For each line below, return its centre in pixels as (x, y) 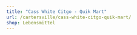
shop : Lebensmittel (31, 23)
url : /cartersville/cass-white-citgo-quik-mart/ (69, 17)
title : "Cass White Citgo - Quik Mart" (57, 12)
